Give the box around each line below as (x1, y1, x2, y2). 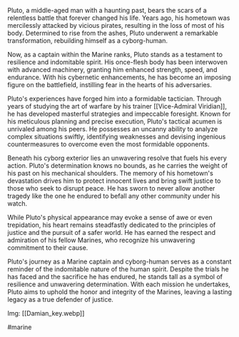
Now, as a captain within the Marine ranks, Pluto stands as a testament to (7, 50, 223, 59)
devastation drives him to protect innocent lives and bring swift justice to (7, 176, 221, 185)
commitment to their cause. (7, 243, 88, 252)
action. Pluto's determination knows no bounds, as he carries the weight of (7, 161, 228, 170)
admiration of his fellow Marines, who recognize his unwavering (7, 236, 195, 244)
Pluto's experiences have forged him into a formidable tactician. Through (7, 94, 222, 103)
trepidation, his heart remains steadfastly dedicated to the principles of (7, 221, 216, 229)
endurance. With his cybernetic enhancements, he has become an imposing (7, 73, 232, 81)
